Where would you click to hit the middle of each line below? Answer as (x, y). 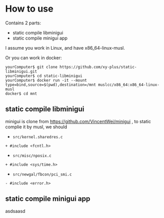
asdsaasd (15, 211)
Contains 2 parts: (23, 23)
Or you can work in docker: (34, 58)
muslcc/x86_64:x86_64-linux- (129, 85)
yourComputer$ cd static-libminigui (44, 76)
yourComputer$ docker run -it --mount (46, 80)
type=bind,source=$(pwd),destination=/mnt (51, 85)
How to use (29, 9)
